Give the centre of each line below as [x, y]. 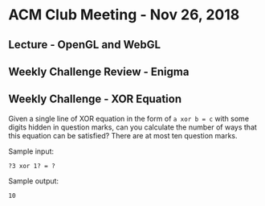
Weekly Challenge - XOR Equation [95, 99]
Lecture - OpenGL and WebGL [85, 45]
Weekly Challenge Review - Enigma [99, 71]
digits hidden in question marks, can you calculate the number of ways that [132, 127]
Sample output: [33, 181]
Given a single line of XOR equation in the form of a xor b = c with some [129, 118]
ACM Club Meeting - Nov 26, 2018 [124, 15]
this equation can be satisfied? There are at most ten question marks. [123, 135]
